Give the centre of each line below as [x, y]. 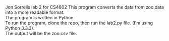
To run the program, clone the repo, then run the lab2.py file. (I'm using [79, 23]
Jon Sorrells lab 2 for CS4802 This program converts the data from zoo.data [84, 7]
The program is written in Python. [40, 18]
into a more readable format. [35, 12]
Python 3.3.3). [20, 28]
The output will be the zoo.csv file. [41, 33]
